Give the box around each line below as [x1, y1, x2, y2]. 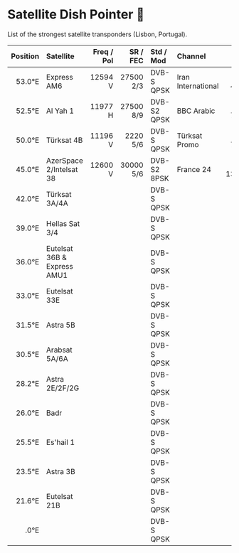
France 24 [176, 164, 212, 174]
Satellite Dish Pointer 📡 [7, 6, 145, 23]
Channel [176, 51, 206, 61]
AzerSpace [46, 156, 83, 166]
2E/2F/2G [46, 383, 80, 393]
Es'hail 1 [46, 437, 75, 447]
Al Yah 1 [46, 106, 75, 116]
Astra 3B [46, 466, 76, 476]
